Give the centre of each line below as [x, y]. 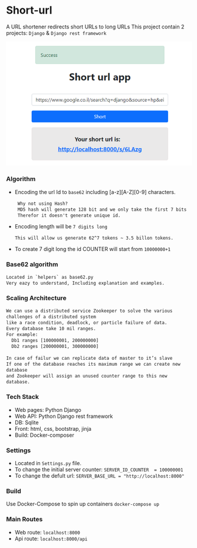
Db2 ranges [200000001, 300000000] [55, 347]
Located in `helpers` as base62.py [50, 278]
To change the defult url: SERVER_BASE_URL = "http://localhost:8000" [99, 476]
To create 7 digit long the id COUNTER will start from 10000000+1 [93, 249]
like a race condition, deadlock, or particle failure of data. [87, 323]
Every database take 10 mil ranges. [51, 329]
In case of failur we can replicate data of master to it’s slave [89, 359]
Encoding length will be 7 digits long [61, 226]
